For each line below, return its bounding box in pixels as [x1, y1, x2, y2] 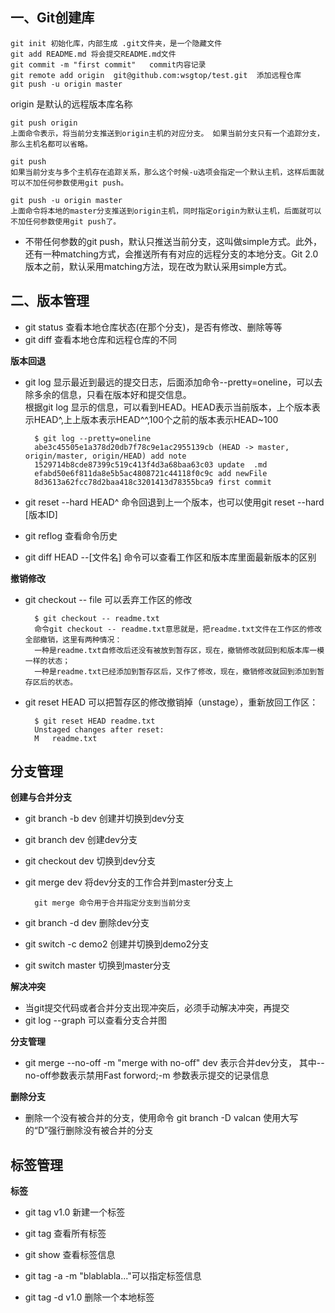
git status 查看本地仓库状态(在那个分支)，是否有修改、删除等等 [24, 321, 283, 333]
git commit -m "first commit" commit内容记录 [10, 59, 207, 70]
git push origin [10, 118, 78, 128]
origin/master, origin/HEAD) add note [24, 451, 187, 461]
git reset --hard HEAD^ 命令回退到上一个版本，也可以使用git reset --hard [24, 496, 325, 508]
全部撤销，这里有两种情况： [24, 634, 123, 645]
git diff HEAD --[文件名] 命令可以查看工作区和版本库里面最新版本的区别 [24, 551, 317, 563]
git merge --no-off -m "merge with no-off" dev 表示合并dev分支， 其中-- [24, 1057, 325, 1069]
